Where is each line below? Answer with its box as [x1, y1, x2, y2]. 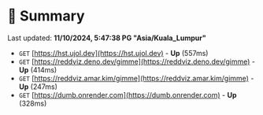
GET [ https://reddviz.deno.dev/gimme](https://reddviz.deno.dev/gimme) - [18, 57, 256, 66]
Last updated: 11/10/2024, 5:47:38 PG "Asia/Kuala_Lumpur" [7, 33, 206, 43]
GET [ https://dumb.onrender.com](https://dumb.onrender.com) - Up [18, 90, 237, 99]
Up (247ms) [18, 82, 58, 91]
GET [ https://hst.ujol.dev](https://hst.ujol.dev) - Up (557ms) [18, 48, 209, 57]
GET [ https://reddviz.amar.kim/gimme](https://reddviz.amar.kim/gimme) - [18, 73, 254, 83]
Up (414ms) [18, 65, 57, 74]
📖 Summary [7, 7, 85, 25]
